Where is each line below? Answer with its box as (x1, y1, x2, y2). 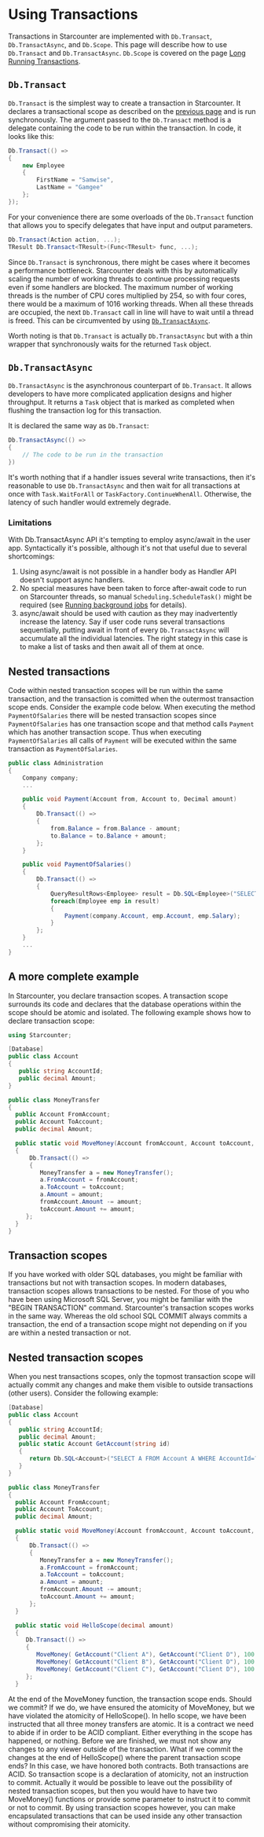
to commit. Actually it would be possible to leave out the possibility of (8, 1777, 233, 1787)
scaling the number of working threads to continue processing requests (8, 273, 240, 284)
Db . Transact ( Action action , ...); (8, 236, 122, 244)
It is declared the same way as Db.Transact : (8, 421, 149, 431)
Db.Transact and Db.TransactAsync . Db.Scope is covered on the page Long (8, 48, 246, 57)
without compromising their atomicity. (8, 1819, 131, 1828)
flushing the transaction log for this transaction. (8, 406, 162, 416)
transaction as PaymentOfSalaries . (8, 744, 118, 753)
